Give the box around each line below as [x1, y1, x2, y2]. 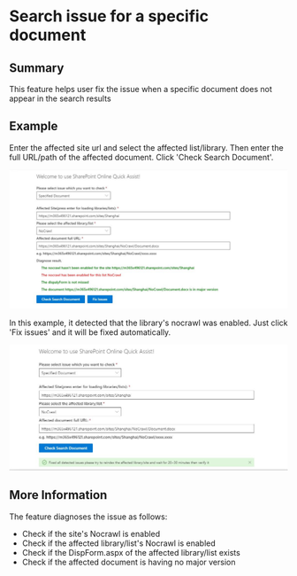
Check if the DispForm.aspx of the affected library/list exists [21, 547, 240, 557]
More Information [9, 487, 108, 502]
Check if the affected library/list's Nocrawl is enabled [21, 538, 217, 549]
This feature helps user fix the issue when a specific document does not [9, 84, 272, 94]
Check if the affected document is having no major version [21, 557, 236, 567]
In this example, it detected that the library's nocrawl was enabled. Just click [9, 317, 289, 328]
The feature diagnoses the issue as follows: [9, 511, 168, 522]
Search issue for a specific [9, 6, 209, 27]
